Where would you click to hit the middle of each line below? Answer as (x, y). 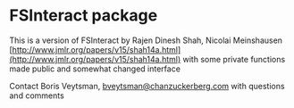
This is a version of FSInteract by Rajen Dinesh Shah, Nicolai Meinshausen (146, 40)
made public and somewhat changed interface (95, 69)
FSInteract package (84, 16)
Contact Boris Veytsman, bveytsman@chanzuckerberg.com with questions (147, 86)
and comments (37, 96)
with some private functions (234, 59)
